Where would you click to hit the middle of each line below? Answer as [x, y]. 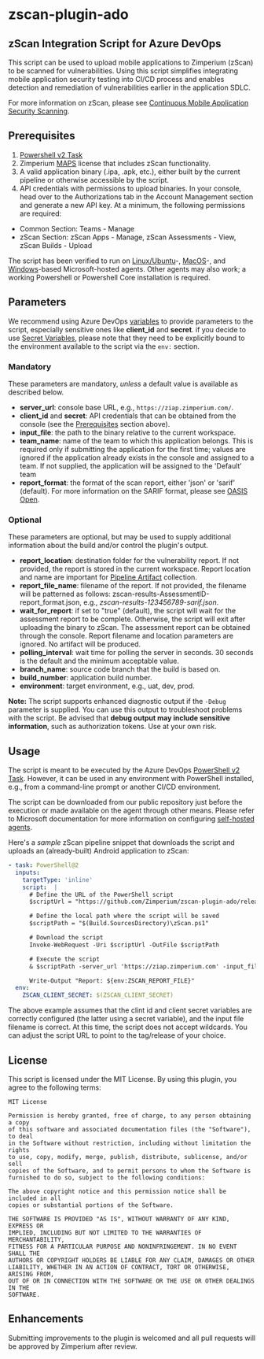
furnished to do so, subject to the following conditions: [107, 1178]
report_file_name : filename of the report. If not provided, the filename [133, 586]
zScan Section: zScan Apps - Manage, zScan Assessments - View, [128, 237]
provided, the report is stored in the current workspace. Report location [135, 569]
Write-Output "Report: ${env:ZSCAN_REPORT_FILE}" [112, 981]
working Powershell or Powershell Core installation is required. [109, 277]
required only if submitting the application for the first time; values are [132, 449]
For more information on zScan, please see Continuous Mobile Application [128, 103]
